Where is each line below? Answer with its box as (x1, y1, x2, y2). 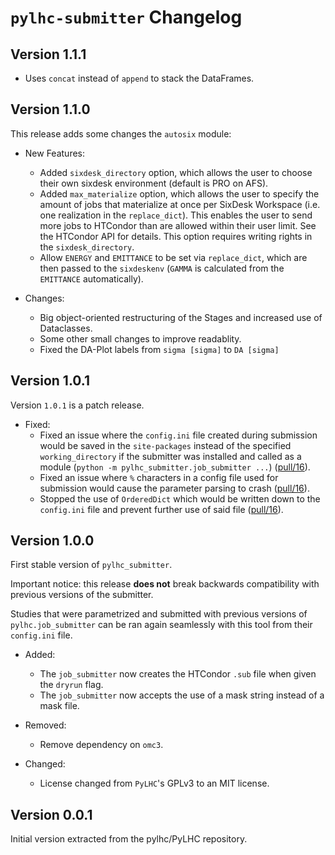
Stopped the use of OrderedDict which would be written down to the (39, 492, 321, 505)
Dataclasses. (39, 322, 93, 334)
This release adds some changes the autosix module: (10, 127, 232, 140)
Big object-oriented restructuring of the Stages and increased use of (39, 311, 323, 323)
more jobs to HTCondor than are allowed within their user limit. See (39, 219, 317, 231)
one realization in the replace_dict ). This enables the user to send (39, 209, 313, 221)
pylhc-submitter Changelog (10, 6, 243, 29)
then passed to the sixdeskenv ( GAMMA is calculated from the (39, 262, 285, 274)
